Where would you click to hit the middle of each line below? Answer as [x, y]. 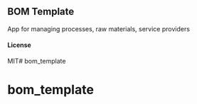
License [20, 45]
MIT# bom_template [37, 61]
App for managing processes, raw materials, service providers [99, 28]
